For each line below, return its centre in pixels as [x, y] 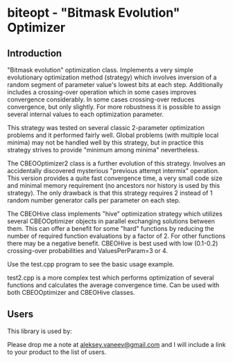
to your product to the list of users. [57, 352]
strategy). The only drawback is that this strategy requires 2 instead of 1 [110, 193]
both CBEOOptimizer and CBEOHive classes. [71, 292]
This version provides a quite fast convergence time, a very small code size [115, 178]
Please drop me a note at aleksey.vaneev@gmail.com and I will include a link [116, 344]
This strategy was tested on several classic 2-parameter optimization [106, 128]
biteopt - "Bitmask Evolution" [94, 13]
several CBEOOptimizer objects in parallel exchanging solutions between [111, 221]
